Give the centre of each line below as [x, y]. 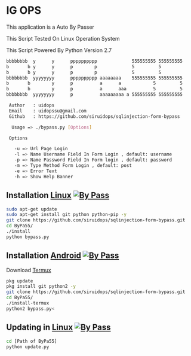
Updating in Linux [40, 328]
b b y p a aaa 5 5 [95, 89]
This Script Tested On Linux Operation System [63, 38]
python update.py [28, 347]
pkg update [20, 281]
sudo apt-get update [32, 209]
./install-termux [28, 303]
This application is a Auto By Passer [50, 27]
